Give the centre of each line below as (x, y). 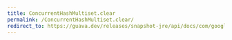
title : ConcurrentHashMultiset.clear (61, 13)
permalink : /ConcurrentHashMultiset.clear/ (71, 20)
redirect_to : (26, 26)
